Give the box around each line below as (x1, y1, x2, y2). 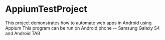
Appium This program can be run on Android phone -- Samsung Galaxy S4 (5, 25, 160, 31)
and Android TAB (5, 30, 41, 36)
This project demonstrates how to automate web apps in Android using (5, 20, 152, 26)
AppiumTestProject (5, 3, 88, 15)
